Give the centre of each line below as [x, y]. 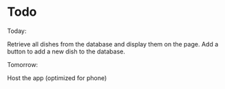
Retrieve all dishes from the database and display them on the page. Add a [113, 44]
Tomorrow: [23, 64]
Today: [17, 31]
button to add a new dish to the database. [66, 51]
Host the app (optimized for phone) [57, 78]
